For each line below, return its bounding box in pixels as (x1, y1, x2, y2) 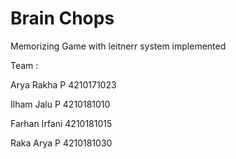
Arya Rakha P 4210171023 (10, 78, 117, 91)
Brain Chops (10, 7, 115, 30)
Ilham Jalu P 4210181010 (10, 98, 111, 110)
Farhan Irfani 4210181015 (10, 117, 113, 129)
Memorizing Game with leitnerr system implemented (10, 40, 227, 52)
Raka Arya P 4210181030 (10, 137, 113, 149)
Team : (10, 59, 39, 71)
